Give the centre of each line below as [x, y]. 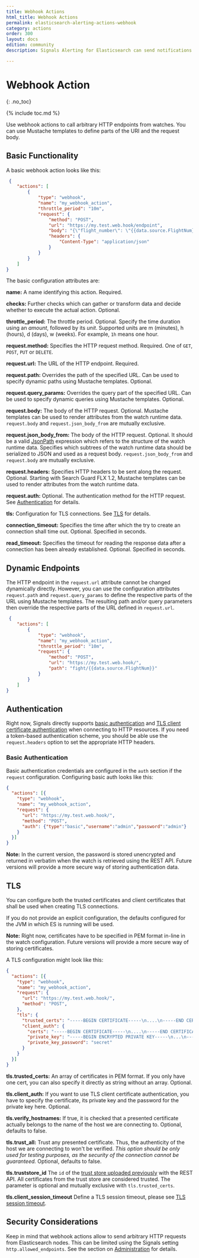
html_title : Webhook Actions [42, 17]
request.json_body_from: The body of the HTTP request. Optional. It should [99, 435]
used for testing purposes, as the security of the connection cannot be [93, 1155]
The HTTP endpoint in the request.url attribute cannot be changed [88, 583]
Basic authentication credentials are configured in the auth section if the [94, 770]
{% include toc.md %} [33, 113]
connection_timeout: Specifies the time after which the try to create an [93, 525]
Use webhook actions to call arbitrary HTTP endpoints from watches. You [96, 124]
